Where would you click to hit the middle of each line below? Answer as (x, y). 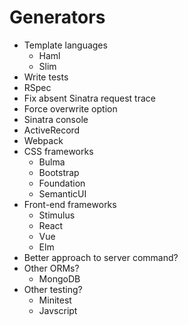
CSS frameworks (58, 151)
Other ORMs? (51, 268)
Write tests (46, 77)
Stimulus (57, 215)
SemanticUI (62, 193)
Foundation (62, 183)
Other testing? (53, 289)
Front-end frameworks (70, 204)
